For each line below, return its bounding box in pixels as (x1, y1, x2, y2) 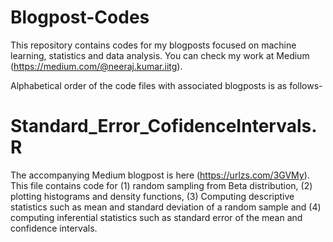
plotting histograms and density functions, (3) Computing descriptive (10, 190, 295, 202)
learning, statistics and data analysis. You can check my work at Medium (10, 49, 310, 61)
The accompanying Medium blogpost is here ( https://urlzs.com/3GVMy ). (10, 169, 310, 181)
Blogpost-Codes (10, 6, 150, 29)
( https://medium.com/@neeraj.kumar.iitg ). (10, 60, 183, 72)
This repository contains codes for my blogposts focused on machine (10, 39, 297, 51)
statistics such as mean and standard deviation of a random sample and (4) (10, 201, 322, 213)
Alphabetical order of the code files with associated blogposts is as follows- (10, 79, 323, 91)
